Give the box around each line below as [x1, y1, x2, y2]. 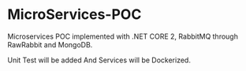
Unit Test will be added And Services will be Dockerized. [7, 55, 191, 65]
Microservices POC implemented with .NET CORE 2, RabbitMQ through [7, 32, 238, 41]
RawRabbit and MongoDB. [7, 39, 93, 49]
